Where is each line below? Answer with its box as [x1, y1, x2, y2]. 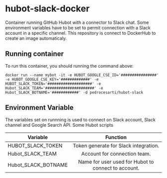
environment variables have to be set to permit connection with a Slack [5, 24, 151, 30]
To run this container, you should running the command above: [5, 63, 134, 69]
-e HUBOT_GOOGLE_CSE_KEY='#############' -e [5, 77, 99, 82]
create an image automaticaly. [5, 35, 67, 41]
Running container [5, 50, 64, 58]
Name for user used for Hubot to [78, 158, 154, 165]
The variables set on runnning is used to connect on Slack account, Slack [5, 116, 156, 122]
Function [105, 134, 127, 141]
